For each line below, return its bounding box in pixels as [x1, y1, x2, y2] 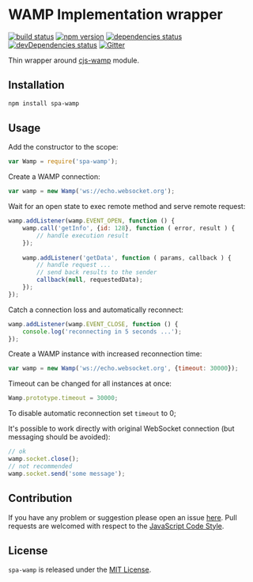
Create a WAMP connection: [8, 172, 100, 181]
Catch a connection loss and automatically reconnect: [8, 305, 183, 314]
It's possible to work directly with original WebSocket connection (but [8, 424, 235, 433]
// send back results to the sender [36, 268, 157, 276]
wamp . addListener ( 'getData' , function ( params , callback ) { [22, 253, 232, 262]
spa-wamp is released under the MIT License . [8, 565, 152, 575]
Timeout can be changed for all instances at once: [8, 378, 172, 389]
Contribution [8, 492, 73, 505]
